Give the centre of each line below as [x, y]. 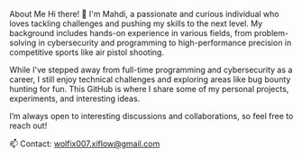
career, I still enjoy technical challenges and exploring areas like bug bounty [150, 79]
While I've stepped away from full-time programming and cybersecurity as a [151, 70]
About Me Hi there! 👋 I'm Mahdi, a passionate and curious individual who [144, 14]
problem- [271, 33]
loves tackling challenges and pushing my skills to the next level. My [136, 23]
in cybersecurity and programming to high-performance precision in [165, 42]
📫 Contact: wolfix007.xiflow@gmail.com [85, 144]
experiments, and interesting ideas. [75, 98]
